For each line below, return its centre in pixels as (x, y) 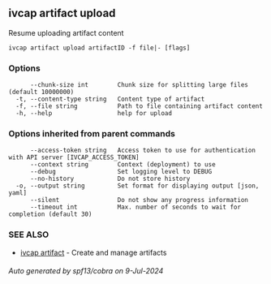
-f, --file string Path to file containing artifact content (140, 106)
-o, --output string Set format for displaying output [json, (138, 186)
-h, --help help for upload (94, 114)
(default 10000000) (41, 93)
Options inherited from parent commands (92, 134)
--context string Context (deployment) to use (123, 165)
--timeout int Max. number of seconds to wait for (135, 207)
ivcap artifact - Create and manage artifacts (93, 252)
